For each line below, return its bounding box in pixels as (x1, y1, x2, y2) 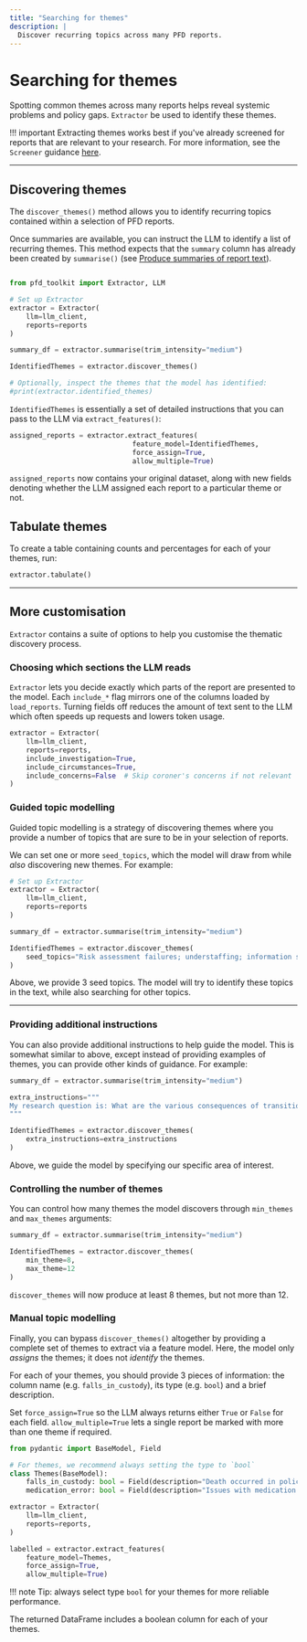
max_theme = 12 (26, 1264, 76, 1273)
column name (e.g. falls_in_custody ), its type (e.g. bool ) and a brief (9, 1379, 267, 1390)
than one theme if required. (9, 1426, 112, 1437)
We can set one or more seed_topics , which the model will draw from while (9, 849, 292, 860)
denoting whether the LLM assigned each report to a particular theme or (9, 482, 282, 493)
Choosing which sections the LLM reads (9, 661, 192, 673)
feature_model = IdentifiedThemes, (132, 440, 259, 449)
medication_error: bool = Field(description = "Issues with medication (26, 1486, 297, 1495)
